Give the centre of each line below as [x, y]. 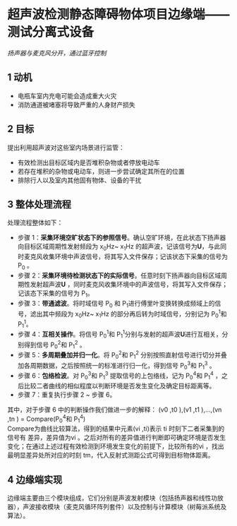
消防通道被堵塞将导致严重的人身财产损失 [76, 104]
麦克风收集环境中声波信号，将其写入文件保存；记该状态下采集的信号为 [126, 257]
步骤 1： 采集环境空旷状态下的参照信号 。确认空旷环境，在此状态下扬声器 [122, 238]
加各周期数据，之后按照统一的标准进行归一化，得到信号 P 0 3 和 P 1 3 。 [117, 365]
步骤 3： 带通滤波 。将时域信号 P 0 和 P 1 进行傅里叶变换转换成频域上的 [116, 304]
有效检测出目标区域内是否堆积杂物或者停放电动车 [89, 162]
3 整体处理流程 [39, 204]
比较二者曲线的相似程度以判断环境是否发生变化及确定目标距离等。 [120, 385]
